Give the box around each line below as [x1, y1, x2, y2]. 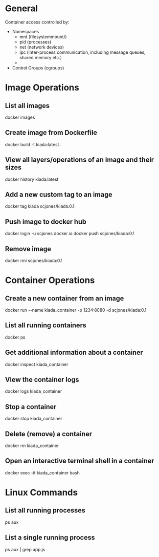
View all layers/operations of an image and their [5, 156, 154, 164]
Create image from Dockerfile [5, 129, 97, 137]
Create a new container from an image [5, 294, 124, 302]
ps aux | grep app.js [5, 546, 45, 552]
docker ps [5, 334, 25, 340]
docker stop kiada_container [5, 416, 63, 422]
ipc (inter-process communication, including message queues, [19, 49, 146, 55]
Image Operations [5, 82, 79, 93]
